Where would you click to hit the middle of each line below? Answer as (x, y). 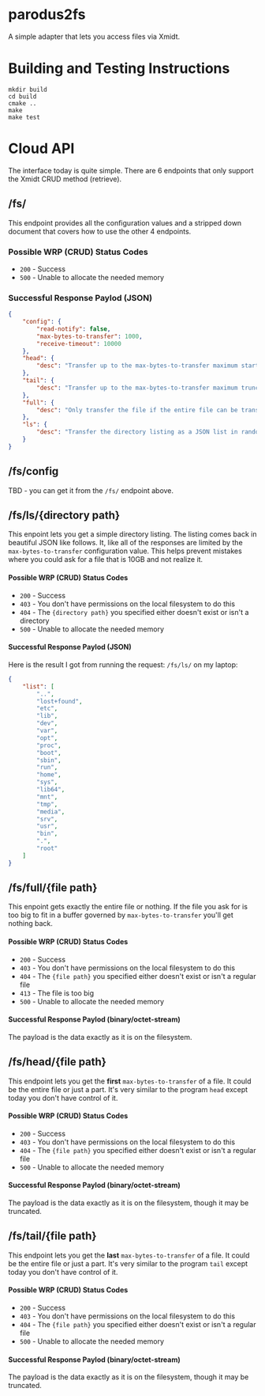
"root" (47, 848)
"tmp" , (47, 804)
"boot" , (49, 753)
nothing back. (30, 924)
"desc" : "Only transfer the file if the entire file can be (137, 410)
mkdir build (28, 89)
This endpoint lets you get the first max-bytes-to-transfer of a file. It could (130, 1081)
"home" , (49, 775)
